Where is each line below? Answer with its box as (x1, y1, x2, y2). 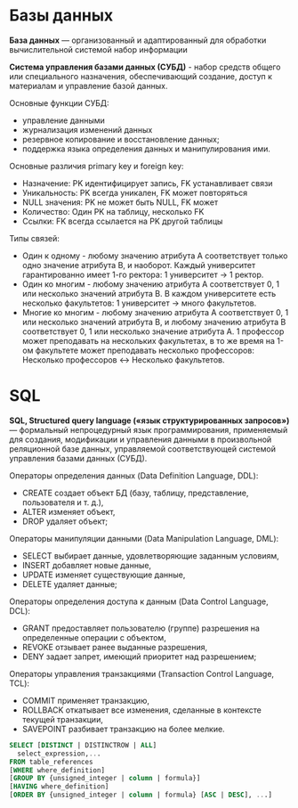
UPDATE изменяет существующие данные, (21, 569, 186, 580)
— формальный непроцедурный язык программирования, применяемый (9, 424, 288, 435)
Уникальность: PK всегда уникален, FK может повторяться (21, 187, 247, 198)
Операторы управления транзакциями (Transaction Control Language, (9, 668, 274, 679)
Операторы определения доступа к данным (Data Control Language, (9, 596, 269, 607)
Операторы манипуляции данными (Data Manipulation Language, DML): (9, 533, 279, 543)
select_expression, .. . (17, 749, 101, 758)
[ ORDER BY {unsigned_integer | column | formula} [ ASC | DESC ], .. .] (9, 790, 273, 800)
